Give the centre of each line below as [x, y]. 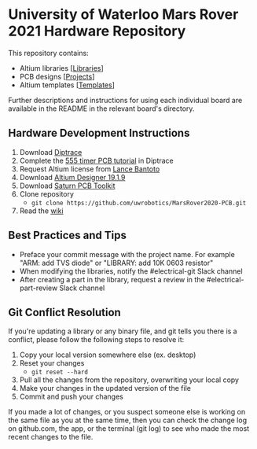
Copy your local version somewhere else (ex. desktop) [108, 355]
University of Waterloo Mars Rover [123, 15]
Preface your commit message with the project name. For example [127, 254]
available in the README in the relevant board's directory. [101, 109]
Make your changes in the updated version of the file [105, 388]
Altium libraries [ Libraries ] [61, 68]
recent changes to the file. [51, 437]
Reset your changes [52, 363]
